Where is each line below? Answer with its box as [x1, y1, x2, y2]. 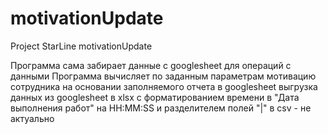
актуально [10, 112, 55, 124]
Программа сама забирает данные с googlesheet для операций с [10, 59, 292, 71]
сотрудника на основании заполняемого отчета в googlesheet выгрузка [10, 80, 318, 92]
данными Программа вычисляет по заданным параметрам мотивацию [10, 70, 317, 82]
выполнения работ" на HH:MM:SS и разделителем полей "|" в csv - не [10, 102, 312, 114]
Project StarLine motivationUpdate [10, 40, 153, 52]
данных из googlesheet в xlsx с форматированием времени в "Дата [10, 91, 300, 103]
